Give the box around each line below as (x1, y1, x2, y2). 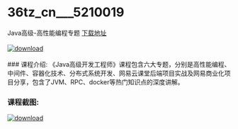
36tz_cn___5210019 (7, 4, 125, 21)
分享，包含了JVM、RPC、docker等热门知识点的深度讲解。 (13, 77, 184, 86)
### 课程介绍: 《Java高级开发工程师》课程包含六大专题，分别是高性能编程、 (7, 60, 231, 68)
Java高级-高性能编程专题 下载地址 (7, 28, 107, 37)
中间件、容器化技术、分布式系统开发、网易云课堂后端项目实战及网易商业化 (7, 69, 225, 77)
